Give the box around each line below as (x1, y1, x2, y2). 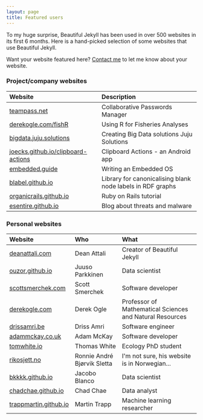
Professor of (121, 297, 157, 306)
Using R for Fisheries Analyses (101, 120, 188, 129)
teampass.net (9, 106, 48, 115)
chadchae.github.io (9, 387, 64, 395)
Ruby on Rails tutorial (101, 191, 162, 200)
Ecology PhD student (121, 342, 182, 351)
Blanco (74, 377, 95, 385)
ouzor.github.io (9, 267, 53, 275)
